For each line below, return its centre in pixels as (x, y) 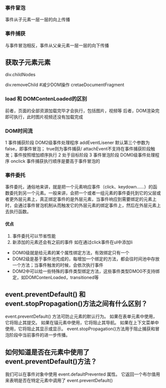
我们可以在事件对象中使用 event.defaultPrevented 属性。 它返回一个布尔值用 (83, 374)
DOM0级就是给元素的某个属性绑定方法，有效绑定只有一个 (71, 252)
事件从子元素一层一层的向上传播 (38, 20)
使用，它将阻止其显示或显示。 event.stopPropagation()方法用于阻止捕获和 (80, 329)
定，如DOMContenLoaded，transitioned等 (55, 277)
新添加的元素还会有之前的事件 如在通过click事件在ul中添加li (72, 242)
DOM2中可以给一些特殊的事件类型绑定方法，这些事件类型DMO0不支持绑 (86, 271)
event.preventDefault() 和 (45, 294)
